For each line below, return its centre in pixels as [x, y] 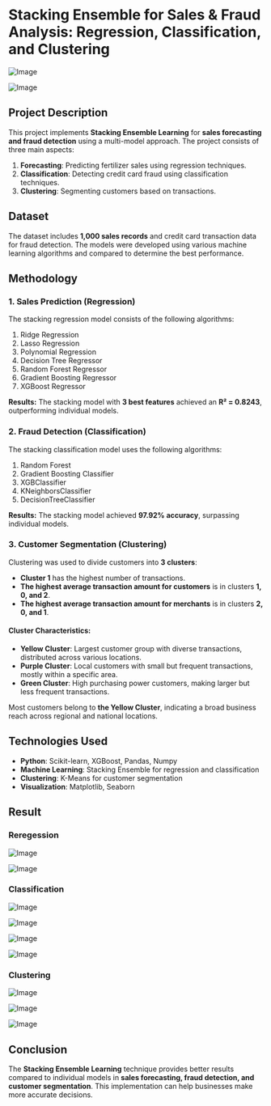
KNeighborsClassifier [55, 490]
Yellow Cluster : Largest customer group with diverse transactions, [131, 649]
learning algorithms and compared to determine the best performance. [126, 253]
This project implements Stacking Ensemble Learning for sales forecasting [135, 132]
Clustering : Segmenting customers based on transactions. [118, 191]
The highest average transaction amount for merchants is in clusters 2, [141, 604]
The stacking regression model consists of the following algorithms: [121, 319]
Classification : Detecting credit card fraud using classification [124, 174]
